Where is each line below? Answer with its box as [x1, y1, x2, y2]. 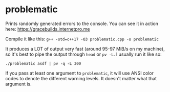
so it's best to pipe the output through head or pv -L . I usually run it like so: [5, 51, 162, 57]
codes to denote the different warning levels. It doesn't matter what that [5, 75, 157, 81]
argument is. [5, 81, 32, 87]
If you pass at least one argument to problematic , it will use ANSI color [5, 70, 154, 76]
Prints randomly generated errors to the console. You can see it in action [5, 20, 159, 27]
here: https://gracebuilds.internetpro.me [5, 26, 90, 32]
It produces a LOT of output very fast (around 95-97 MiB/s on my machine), [5, 45, 165, 52]
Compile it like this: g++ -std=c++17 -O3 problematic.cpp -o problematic [5, 36, 159, 42]
